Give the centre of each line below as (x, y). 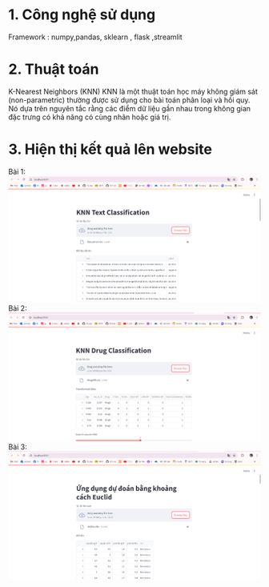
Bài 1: (17, 171)
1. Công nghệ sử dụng (82, 15)
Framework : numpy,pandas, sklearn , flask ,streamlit (95, 37)
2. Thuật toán (54, 69)
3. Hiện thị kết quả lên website (110, 149)
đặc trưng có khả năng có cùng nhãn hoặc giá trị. (90, 117)
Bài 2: (18, 308)
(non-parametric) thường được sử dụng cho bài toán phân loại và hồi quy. (129, 100)
